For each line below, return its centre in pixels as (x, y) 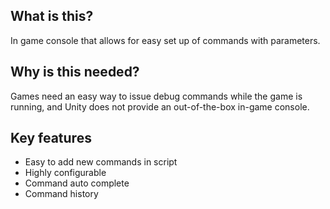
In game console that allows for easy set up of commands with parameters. (165, 40)
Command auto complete (77, 183)
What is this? (52, 16)
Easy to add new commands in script (101, 162)
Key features (51, 138)
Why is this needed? (75, 72)
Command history (61, 194)
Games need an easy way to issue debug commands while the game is (156, 96)
